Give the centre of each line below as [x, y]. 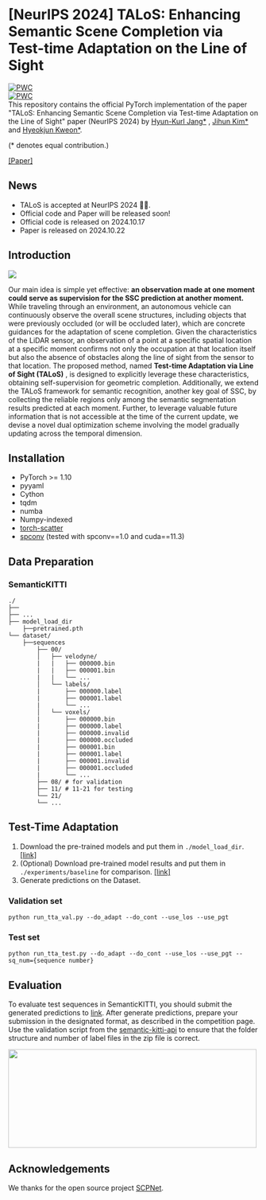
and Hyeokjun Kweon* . [45, 130]
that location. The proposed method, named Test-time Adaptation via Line [131, 365]
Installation [37, 458]
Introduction [40, 255]
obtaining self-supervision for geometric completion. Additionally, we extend [133, 382]
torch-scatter [41, 528]
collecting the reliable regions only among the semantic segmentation [122, 399]
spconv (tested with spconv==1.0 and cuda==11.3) [102, 537]
